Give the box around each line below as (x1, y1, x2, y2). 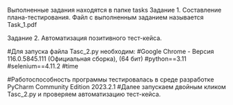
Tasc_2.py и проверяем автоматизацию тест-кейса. (7, 90, 161, 98)
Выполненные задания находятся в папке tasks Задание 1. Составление (7, 6, 222, 14)
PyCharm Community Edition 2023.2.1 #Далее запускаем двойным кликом (7, 83, 226, 90)
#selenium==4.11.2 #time (7, 62, 79, 70)
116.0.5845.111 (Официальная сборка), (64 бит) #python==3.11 (7, 55, 186, 63)
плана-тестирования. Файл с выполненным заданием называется (7, 13, 204, 21)
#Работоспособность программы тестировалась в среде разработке (7, 75, 214, 84)
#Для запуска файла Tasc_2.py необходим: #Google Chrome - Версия (7, 48, 214, 55)
